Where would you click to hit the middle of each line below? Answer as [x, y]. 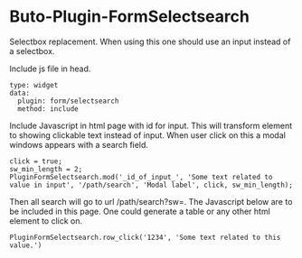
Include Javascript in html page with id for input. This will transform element [151, 125]
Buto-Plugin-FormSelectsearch [130, 17]
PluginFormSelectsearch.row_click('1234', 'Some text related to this [145, 237]
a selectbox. [32, 51]
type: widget [34, 85]
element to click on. [46, 221]
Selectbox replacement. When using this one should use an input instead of [150, 41]
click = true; [36, 161]
